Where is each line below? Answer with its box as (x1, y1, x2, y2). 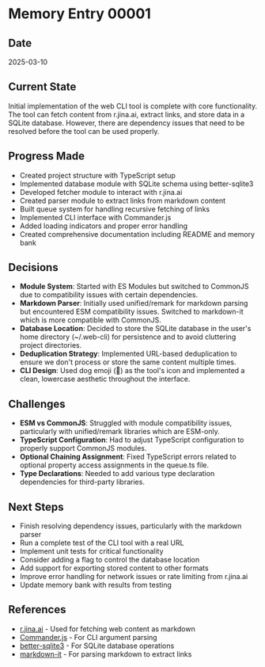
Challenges (8, 397, 66, 410)
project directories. (19, 341, 82, 350)
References (8, 603, 66, 616)
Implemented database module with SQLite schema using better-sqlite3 (19, 179, 254, 189)
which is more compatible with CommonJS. (19, 315, 162, 325)
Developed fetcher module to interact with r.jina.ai (19, 187, 183, 196)
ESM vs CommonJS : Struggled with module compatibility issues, (19, 418, 233, 428)
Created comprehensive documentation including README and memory (19, 229, 256, 238)
